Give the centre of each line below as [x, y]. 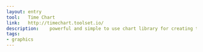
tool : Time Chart [31, 17]
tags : [13, 34]
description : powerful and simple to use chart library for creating [100, 28]
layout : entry [24, 12]
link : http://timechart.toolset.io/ [55, 23]
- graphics [20, 39]
